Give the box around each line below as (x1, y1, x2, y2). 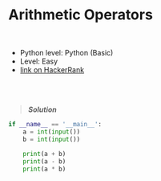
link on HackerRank (19, 64, 85, 74)
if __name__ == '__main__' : (8, 120, 103, 128)
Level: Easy (19, 56, 58, 66)
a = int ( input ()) (22, 127, 81, 136)
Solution (27, 105, 58, 114)
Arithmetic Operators (8, 6, 154, 24)
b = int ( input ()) (22, 135, 81, 143)
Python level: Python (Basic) (19, 47, 114, 57)
